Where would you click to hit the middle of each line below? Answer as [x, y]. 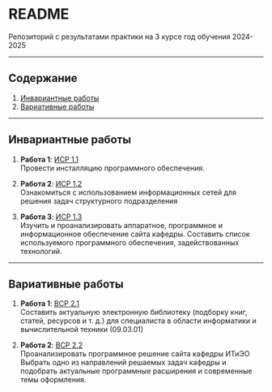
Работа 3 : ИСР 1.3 [51, 217]
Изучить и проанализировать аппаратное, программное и [121, 225]
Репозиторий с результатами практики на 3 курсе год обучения [119, 37]
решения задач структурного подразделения [99, 200]
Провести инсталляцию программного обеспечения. [112, 168]
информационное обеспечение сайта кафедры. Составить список [135, 234]
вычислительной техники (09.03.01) [82, 330]
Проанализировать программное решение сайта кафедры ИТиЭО [135, 354]
